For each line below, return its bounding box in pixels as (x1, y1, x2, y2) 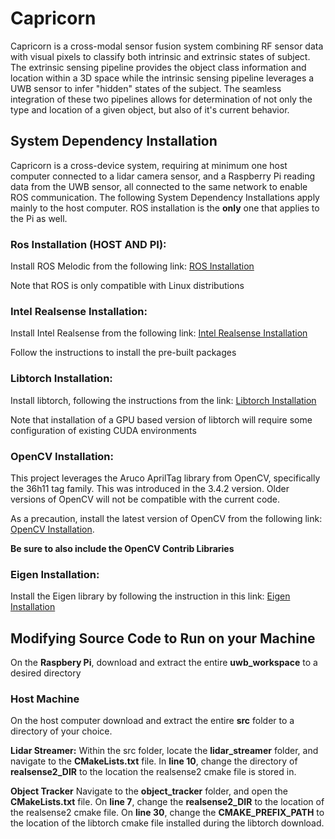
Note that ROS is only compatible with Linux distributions (10, 280, 245, 292)
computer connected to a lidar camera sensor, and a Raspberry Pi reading (10, 170, 316, 182)
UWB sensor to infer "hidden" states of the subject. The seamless (10, 82, 282, 94)
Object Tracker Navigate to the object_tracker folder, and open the (10, 785, 288, 797)
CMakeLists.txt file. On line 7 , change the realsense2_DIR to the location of (10, 796, 325, 808)
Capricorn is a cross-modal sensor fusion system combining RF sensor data (10, 40, 324, 52)
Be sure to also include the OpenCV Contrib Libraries (10, 542, 235, 554)
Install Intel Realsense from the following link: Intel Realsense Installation (10, 327, 308, 339)
